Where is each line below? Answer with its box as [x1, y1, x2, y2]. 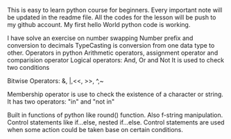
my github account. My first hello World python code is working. [7, 21, 191, 28]
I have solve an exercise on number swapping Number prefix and [7, 34, 194, 42]
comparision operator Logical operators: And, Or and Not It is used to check [7, 56, 224, 64]
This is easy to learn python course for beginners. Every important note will [7, 6, 223, 14]
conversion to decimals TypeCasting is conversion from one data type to [7, 41, 215, 49]
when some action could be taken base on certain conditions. [7, 126, 184, 133]
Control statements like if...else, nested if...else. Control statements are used [7, 118, 225, 127]
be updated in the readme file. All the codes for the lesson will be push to [7, 13, 216, 21]
